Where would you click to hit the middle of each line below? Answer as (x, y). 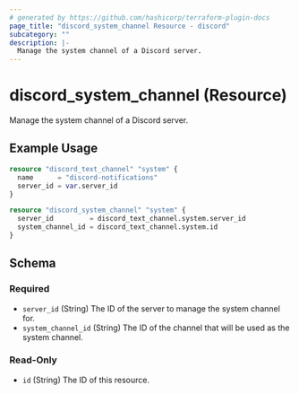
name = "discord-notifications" (88, 177)
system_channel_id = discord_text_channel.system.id (118, 227)
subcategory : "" (39, 34)
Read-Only (34, 360)
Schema (33, 263)
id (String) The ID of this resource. (86, 380)
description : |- (39, 43)
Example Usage (54, 149)
